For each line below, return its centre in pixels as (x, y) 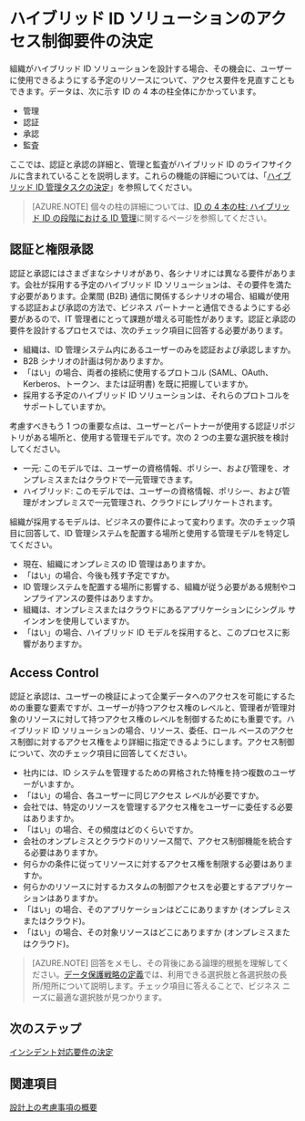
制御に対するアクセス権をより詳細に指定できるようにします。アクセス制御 (156, 742)
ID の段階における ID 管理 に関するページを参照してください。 (157, 218)
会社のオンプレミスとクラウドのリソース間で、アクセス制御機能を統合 (153, 841)
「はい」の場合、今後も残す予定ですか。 (98, 575)
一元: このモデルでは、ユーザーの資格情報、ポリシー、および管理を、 (152, 468)
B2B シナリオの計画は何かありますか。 (95, 360)
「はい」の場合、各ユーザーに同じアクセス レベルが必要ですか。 (143, 795)
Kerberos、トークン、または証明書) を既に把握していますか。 (137, 383)
